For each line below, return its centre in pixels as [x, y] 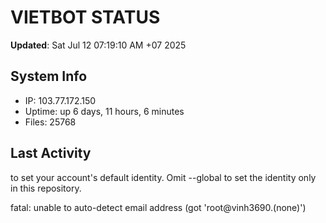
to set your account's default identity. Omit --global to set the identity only [163, 177]
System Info [49, 76]
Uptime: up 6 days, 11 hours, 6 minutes [104, 111]
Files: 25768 [50, 122]
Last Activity [51, 153]
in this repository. [46, 188]
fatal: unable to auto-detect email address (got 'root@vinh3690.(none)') [158, 207]
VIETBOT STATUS [85, 17]
